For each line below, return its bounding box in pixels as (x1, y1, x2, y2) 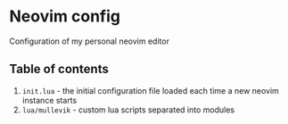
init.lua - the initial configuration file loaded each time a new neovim (21, 85, 279, 95)
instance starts (21, 95, 78, 105)
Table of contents (9, 62, 109, 77)
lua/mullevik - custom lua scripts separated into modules (21, 104, 235, 115)
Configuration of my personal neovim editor (9, 36, 169, 46)
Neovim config (9, 6, 120, 27)
